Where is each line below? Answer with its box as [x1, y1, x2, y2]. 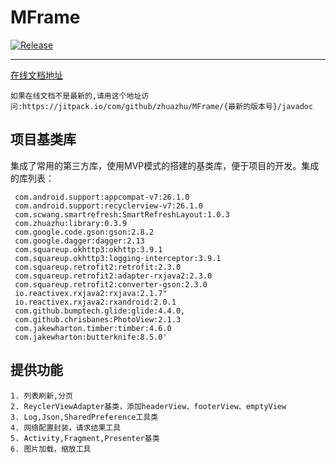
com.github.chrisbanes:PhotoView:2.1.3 [14, 314, 182, 325]
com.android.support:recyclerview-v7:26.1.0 [14, 201, 203, 211]
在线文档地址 [10, 69, 63, 81]
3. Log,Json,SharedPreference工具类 [10, 412, 159, 422]
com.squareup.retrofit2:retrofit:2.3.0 [14, 262, 182, 272]
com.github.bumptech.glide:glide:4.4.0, [14, 306, 186, 316]
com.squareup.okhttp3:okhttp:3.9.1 [14, 244, 163, 255]
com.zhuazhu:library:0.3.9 [14, 218, 128, 228]
